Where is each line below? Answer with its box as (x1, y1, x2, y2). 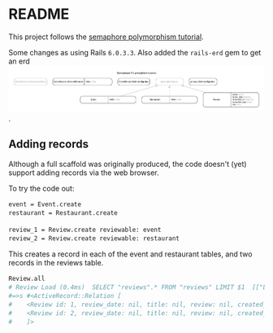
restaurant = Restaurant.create (8, 208, 118, 217)
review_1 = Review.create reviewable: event (8, 226, 162, 234)
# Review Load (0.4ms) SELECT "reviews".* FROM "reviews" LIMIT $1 (8, 283, 245, 291)
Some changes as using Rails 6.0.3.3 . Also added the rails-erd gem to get (8, 47, 262, 57)
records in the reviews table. (8, 258, 104, 268)
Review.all (8, 274, 45, 283)
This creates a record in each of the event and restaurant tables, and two (8, 249, 253, 259)
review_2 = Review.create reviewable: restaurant (8, 234, 180, 243)
